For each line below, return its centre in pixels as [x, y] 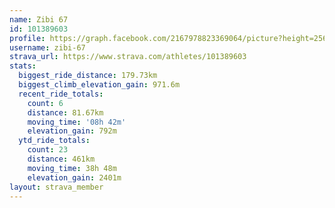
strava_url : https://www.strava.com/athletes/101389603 [128, 57]
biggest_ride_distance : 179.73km [88, 76]
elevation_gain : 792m [72, 131]
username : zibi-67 [47, 47]
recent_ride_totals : [61, 94]
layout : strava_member [56, 187]
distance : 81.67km [65, 112]
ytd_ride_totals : [54, 141]
